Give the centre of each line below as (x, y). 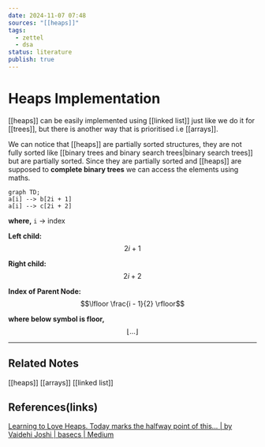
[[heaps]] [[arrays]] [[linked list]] (61, 382)
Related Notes (43, 364)
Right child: (28, 263)
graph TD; (24, 192)
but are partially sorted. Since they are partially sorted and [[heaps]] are (125, 161)
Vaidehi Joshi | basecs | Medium (61, 434)
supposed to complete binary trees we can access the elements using (123, 169)
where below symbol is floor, (56, 319)
